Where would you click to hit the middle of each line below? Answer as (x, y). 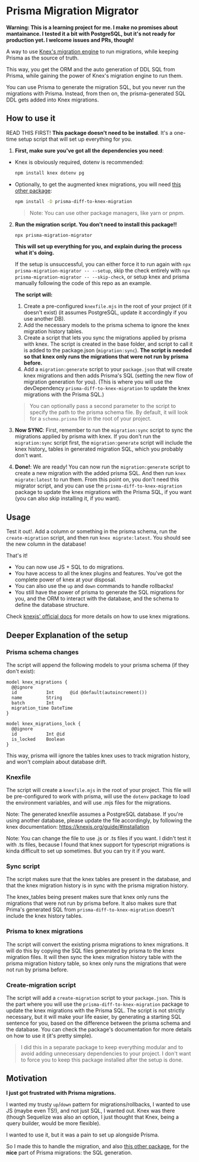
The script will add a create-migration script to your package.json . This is (96, 998)
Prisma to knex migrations (45, 932)
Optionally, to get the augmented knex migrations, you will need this (98, 184)
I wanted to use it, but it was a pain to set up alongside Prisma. (83, 1135)
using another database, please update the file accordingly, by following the (99, 821)
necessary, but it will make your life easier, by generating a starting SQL (94, 1017)
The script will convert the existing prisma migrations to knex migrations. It (97, 944)
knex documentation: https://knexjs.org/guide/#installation (78, 827)
